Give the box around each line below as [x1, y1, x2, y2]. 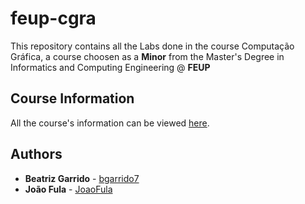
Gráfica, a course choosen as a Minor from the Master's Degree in [10, 50, 285, 62]
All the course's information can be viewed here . [10, 117, 210, 129]
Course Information [10, 90, 135, 107]
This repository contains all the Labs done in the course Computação [10, 40, 295, 52]
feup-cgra [10, 7, 97, 30]
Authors [10, 146, 63, 163]
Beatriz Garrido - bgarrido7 [24, 172, 140, 184]
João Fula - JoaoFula [24, 183, 113, 195]
